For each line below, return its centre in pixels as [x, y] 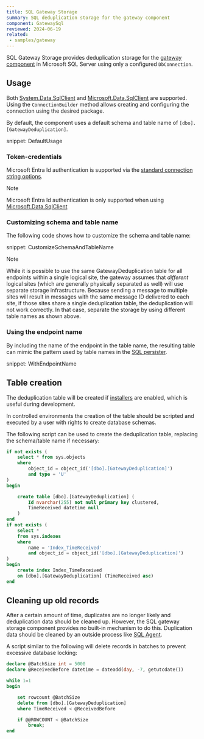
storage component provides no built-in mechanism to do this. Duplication [100, 628]
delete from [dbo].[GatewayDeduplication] [72, 703]
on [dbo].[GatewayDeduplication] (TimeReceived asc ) [86, 576]
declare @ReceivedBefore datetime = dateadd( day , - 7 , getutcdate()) [95, 670]
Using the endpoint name [44, 332]
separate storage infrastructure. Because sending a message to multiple [97, 291]
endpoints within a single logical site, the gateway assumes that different [97, 277]
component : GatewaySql [35, 23]
